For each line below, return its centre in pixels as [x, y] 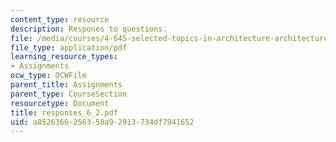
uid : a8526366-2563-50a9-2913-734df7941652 [102, 122]
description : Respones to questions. [89, 29]
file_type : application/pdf [69, 47]
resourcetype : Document [60, 103]
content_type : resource [60, 19]
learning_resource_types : [64, 57]
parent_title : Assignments [66, 85]
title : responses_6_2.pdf [64, 112]
